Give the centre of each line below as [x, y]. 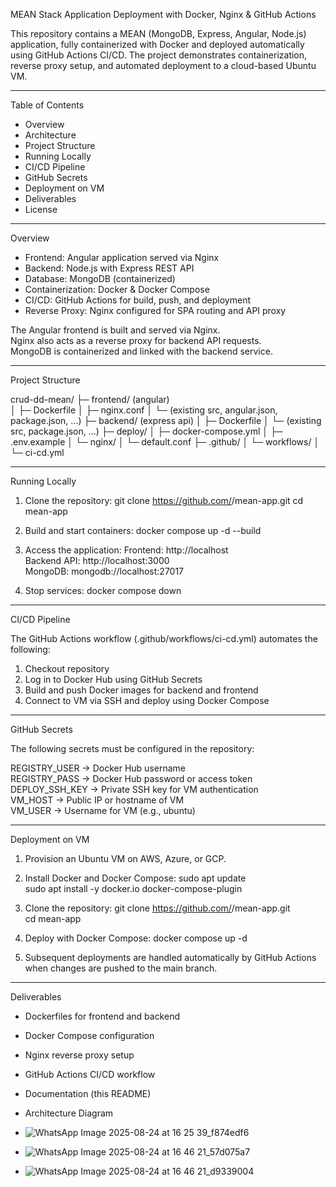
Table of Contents [47, 105]
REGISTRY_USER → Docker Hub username [98, 768]
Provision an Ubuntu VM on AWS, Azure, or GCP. [125, 858]
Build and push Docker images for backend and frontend [141, 690]
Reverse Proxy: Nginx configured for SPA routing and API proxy [155, 310]
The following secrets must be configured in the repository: [132, 748]
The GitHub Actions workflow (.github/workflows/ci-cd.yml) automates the [164, 638]
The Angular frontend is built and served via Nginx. [115, 330]
